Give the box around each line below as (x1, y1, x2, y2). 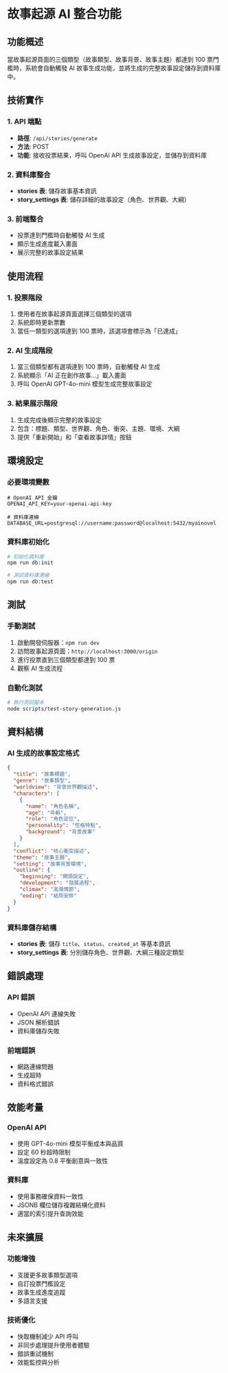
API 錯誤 (7, 993, 35, 1002)
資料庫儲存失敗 (16, 1026, 60, 1035)
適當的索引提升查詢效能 (16, 1209, 84, 1218)
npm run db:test (7, 578, 54, 585)
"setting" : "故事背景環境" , (13, 860, 87, 867)
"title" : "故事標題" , (13, 771, 71, 778)
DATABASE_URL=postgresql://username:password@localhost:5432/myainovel (7, 520, 216, 527)
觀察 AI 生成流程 (16, 664, 63, 672)
